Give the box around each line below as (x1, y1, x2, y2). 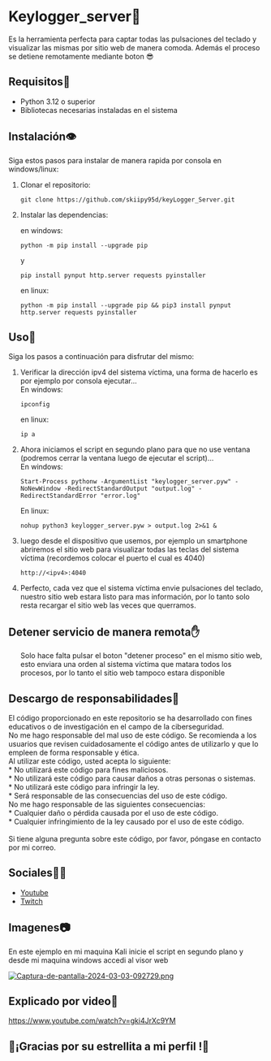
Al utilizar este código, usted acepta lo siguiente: (8, 756, 171, 766)
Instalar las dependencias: (19, 210, 109, 219)
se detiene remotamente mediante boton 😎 (8, 51, 154, 61)
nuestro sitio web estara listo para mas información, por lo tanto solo (19, 592, 250, 602)
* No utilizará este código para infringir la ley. (8, 782, 160, 791)
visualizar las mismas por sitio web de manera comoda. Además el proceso (8, 42, 260, 52)
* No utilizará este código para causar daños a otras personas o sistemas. (8, 773, 256, 783)
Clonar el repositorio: (19, 180, 91, 189)
